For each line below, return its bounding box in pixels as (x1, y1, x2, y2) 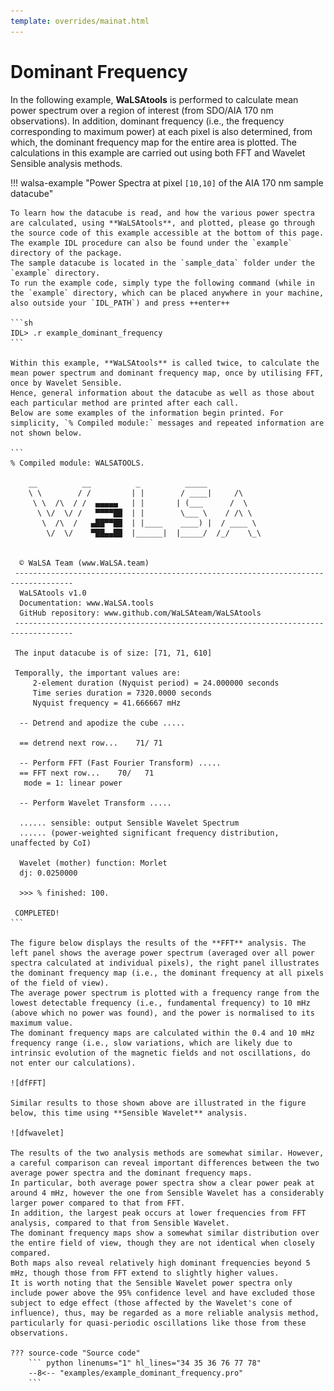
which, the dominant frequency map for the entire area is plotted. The (10, 136, 297, 148)
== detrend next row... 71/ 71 (19, 738, 163, 748)
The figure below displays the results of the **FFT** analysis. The (10, 938, 307, 948)
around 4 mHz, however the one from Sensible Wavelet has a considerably (10, 1188, 325, 1198)
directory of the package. (10, 248, 123, 258)
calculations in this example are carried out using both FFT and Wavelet (10, 146, 306, 159)
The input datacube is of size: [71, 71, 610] (14, 648, 213, 658)
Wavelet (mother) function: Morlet (19, 858, 168, 868)
